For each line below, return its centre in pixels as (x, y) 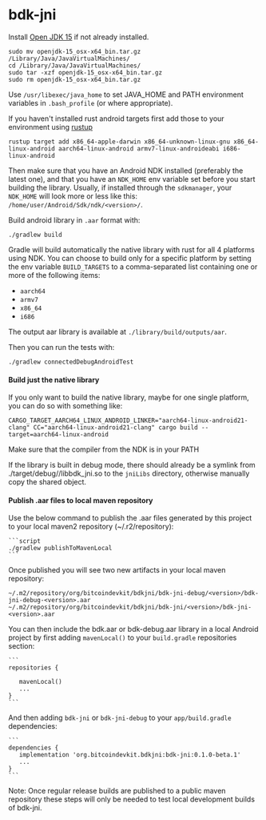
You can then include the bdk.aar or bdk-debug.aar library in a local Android (133, 629)
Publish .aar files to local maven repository (81, 500)
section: (22, 646)
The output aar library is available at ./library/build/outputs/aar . (118, 332)
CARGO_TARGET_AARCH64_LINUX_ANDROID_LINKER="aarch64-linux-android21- (128, 421)
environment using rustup (51, 127)
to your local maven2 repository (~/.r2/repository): (91, 527)
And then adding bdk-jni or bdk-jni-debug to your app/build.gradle (120, 717)
